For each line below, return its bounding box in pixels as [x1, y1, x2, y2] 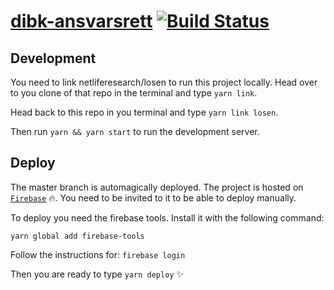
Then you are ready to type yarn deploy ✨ [10, 268, 184, 280]
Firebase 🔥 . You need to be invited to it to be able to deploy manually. [10, 191, 297, 204]
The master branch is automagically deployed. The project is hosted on [10, 181, 304, 193]
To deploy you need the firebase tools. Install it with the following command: [10, 211, 325, 224]
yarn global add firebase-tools [10, 231, 145, 241]
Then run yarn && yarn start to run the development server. [10, 126, 260, 137]
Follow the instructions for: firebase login [10, 248, 186, 260]
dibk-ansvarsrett [10, 10, 153, 33]
